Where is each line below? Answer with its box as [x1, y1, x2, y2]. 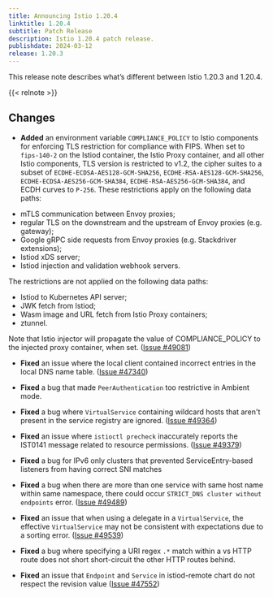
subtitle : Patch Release [8, 27, 93, 35]
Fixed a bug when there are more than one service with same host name [19, 480, 264, 490]
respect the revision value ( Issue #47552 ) [19, 578, 160, 589]
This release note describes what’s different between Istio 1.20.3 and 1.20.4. [8, 72, 262, 81]
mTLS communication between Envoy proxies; [19, 209, 176, 218]
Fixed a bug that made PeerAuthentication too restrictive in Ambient [19, 383, 250, 392]
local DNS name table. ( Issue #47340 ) [19, 366, 149, 376]
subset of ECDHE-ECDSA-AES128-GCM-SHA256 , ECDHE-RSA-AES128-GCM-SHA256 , [19, 167, 264, 177]
